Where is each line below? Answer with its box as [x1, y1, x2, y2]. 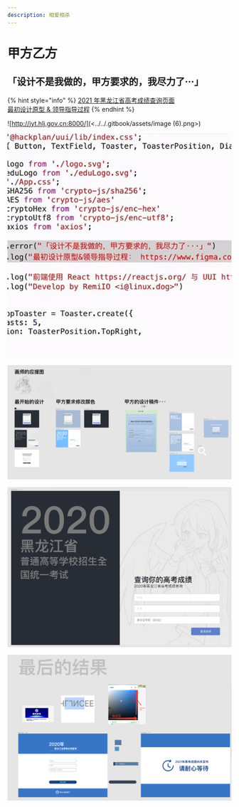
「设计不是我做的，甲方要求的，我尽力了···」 [7, 75, 204, 88]
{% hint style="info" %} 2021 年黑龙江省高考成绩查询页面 [7, 96, 175, 105]
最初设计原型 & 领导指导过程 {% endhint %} [7, 105, 135, 113]
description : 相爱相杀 [7, 11, 70, 19]
